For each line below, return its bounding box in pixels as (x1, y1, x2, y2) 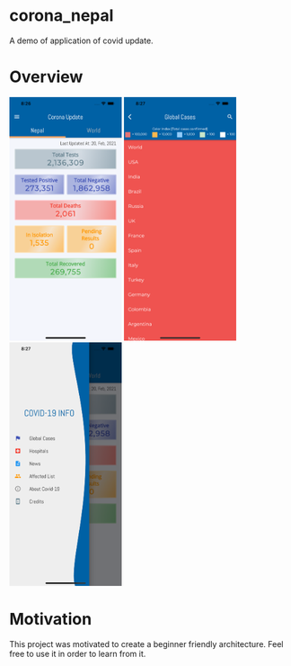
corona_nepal (9, 5, 114, 26)
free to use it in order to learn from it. (9, 648, 146, 659)
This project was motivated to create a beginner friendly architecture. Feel (9, 638, 284, 649)
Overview (9, 67, 84, 87)
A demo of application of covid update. (9, 35, 154, 46)
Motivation (9, 609, 93, 629)
